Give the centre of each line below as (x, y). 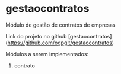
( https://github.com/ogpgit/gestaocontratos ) (60, 43)
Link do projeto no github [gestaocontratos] (59, 36)
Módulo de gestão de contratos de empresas (60, 25)
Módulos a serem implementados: (47, 54)
